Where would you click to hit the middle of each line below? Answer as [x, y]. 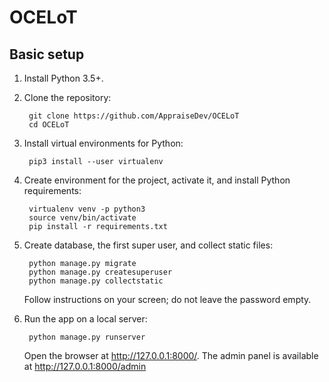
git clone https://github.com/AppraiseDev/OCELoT [134, 116]
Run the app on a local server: [85, 319]
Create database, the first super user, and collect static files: [148, 245]
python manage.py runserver [87, 337]
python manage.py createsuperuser [100, 272]
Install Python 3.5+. [63, 78]
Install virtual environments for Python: [103, 143]
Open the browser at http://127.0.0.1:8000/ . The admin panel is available [171, 355]
